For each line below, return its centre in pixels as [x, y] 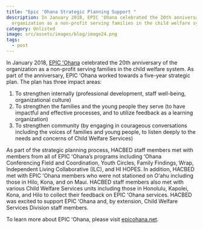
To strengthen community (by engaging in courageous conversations [101, 125]
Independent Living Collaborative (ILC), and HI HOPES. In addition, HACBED [100, 169]
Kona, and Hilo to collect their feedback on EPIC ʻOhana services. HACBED [99, 195]
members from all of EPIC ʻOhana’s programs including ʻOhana [84, 156]
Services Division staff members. [47, 207]
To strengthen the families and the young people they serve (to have [100, 106]
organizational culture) [43, 99]
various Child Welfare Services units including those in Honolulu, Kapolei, [98, 188]
